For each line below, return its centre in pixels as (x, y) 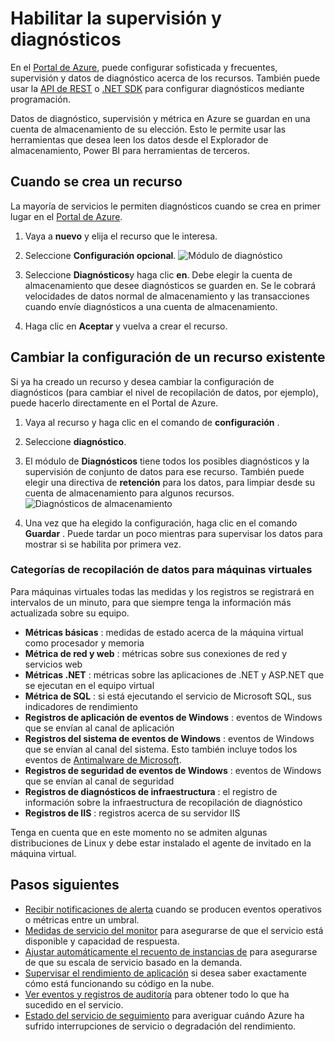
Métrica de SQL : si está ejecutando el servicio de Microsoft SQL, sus (168, 696)
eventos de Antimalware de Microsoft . (103, 759)
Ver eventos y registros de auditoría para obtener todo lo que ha (157, 994)
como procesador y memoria (84, 643)
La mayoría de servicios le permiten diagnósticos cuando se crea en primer (166, 206)
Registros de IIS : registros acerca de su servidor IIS (132, 813)
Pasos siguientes (65, 885)
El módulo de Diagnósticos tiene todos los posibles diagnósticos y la (167, 461)
